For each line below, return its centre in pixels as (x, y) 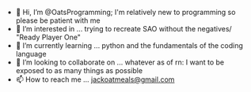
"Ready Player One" (48, 37)
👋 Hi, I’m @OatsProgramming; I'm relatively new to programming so (125, 12)
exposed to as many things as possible (79, 70)
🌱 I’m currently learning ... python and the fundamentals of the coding (129, 46)
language (31, 54)
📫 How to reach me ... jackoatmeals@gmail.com (95, 79)
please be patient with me (58, 20)
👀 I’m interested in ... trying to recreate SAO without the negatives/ (124, 29)
